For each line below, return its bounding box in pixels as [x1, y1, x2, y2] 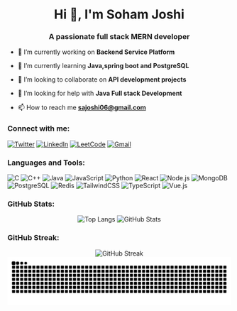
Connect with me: [7, 124, 70, 133]
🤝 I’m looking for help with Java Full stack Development [17, 89, 182, 98]
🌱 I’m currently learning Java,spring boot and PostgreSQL [17, 62, 189, 70]
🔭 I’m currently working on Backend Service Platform [17, 48, 175, 56]
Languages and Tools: [7, 158, 85, 168]
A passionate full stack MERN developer [48, 32, 190, 42]
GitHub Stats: [7, 199, 55, 209]
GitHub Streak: [7, 233, 60, 243]
